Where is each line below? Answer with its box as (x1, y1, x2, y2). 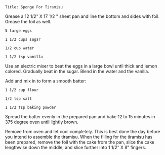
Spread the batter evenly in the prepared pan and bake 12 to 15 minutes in (5, 114, 156, 119)
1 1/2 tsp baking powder (5, 105, 56, 110)
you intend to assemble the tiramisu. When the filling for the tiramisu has (5, 134, 153, 140)
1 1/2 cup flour (5, 87, 39, 92)
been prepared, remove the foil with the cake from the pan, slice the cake (5, 139, 155, 145)
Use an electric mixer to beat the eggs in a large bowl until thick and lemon (5, 63, 157, 69)
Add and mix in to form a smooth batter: (5, 78, 86, 84)
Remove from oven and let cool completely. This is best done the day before (5, 129, 161, 134)
